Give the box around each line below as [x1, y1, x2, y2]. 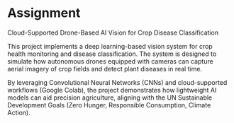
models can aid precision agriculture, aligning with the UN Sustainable [7, 93, 213, 102]
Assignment [7, 5, 81, 21]
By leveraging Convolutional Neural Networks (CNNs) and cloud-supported [7, 78, 228, 86]
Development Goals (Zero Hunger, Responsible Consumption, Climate [7, 100, 211, 109]
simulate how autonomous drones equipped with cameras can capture [7, 57, 214, 65]
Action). [7, 108, 30, 117]
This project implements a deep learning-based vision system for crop [7, 42, 213, 50]
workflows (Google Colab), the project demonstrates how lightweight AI [7, 86, 217, 94]
